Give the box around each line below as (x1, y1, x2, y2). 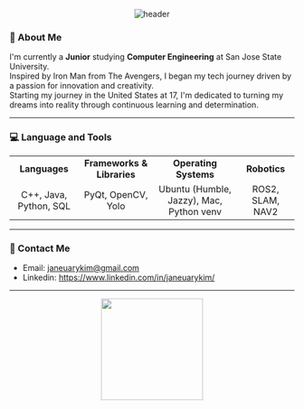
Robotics (245, 163, 286, 175)
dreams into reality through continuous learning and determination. (9, 99, 260, 110)
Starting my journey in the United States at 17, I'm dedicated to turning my (9, 90, 283, 101)
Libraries (96, 168, 136, 181)
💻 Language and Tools (9, 131, 112, 144)
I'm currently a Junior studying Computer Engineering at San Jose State (9, 51, 282, 62)
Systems (176, 168, 215, 181)
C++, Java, (21, 188, 68, 200)
